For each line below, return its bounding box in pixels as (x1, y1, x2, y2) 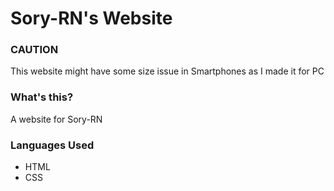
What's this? (10, 90, 74, 104)
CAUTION (10, 43, 59, 57)
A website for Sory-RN (10, 113, 103, 125)
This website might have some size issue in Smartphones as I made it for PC (10, 65, 325, 77)
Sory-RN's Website (10, 7, 173, 30)
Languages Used (10, 138, 95, 152)
